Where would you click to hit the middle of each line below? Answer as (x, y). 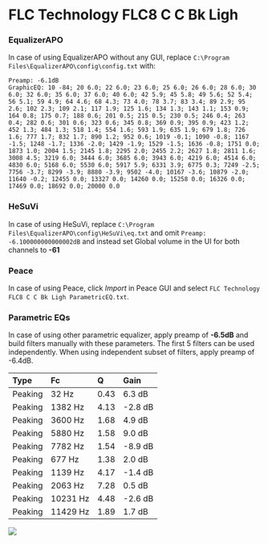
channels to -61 (34, 249)
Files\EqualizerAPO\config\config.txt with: (82, 66)
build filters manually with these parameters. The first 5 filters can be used (132, 344)
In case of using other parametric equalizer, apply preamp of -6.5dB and (128, 335)
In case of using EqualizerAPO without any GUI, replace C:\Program (119, 57)
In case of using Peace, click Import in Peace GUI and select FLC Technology (134, 288)
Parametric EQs (39, 317)
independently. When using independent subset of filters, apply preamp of (132, 352)
